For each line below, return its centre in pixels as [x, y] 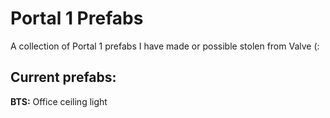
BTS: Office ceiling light [59, 101]
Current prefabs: [63, 77]
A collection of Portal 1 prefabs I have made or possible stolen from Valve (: [165, 46]
